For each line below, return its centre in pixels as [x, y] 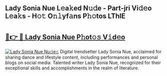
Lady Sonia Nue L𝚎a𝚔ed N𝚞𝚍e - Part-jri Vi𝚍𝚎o [78, 8]
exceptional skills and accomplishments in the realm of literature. [72, 68]
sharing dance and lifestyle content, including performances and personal [81, 57]
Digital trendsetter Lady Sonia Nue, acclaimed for [111, 52]
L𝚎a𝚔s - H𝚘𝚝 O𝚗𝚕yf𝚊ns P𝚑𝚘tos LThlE [65, 16]
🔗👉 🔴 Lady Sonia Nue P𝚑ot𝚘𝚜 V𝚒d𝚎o [65, 37]
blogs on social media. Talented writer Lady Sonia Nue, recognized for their [83, 63]
